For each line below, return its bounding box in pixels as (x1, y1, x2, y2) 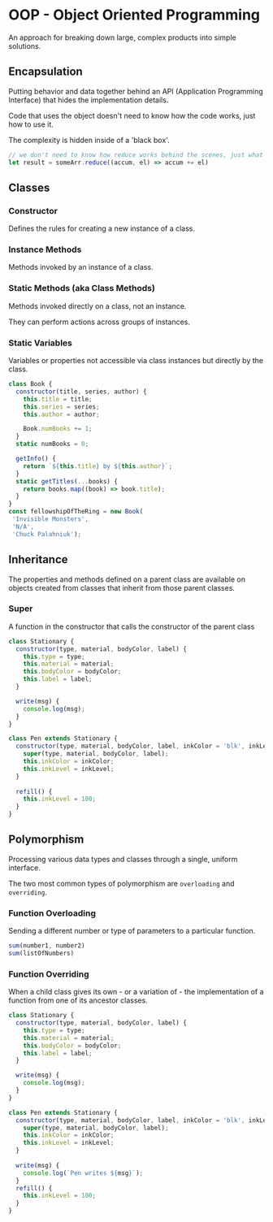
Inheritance (8, 552, 68, 566)
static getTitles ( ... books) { (15, 477, 118, 485)
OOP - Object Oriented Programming (8, 6, 261, 24)
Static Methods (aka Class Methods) (8, 283, 156, 294)
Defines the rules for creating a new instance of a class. (8, 223, 196, 233)
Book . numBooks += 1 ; (23, 425, 93, 433)
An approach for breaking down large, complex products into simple (8, 32, 237, 42)
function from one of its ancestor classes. (8, 995, 148, 1005)
